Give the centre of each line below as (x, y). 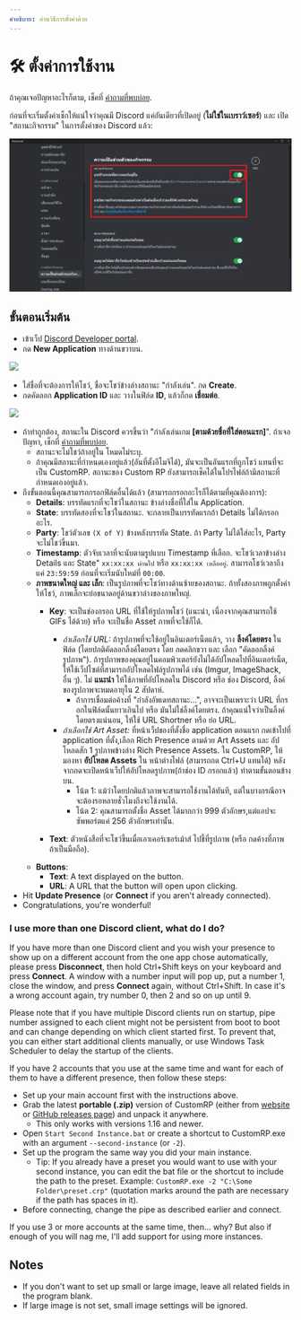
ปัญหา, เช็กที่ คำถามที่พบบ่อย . (65, 442)
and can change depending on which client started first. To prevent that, (143, 1032)
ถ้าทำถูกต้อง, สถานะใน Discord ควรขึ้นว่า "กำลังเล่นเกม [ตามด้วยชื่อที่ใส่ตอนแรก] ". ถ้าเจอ (156, 432)
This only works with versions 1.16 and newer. (120, 1124)
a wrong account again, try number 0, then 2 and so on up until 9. (130, 995)
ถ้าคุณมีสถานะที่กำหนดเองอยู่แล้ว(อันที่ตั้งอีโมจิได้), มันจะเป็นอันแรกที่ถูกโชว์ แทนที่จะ (159, 462)
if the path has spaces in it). (87, 1200)
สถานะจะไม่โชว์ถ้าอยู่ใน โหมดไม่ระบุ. (89, 452)
